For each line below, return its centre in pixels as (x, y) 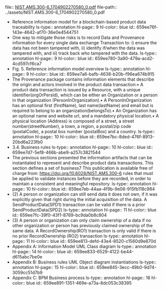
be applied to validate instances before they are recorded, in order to (82, 178)
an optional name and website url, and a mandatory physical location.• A (85, 116)
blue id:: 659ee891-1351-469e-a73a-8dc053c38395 (79, 283)
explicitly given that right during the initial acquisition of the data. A (80, 199)
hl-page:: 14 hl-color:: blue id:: (43, 252)
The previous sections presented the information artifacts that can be (82, 158)
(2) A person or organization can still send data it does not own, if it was (85, 194)
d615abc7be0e (27, 257)
